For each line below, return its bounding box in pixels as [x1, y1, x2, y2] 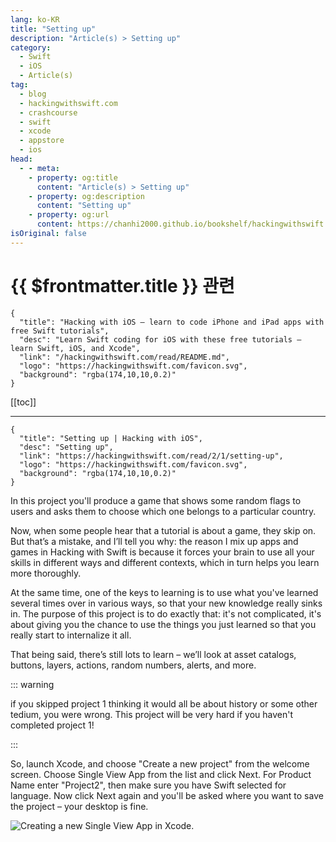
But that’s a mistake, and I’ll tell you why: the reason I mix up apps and [10, 535, 299, 547]
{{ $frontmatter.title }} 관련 [10, 274, 235, 297]
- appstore [19, 136, 65, 146]
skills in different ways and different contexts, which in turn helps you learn [10, 556, 320, 568]
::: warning [10, 678, 55, 690]
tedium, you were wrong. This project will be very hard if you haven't [10, 708, 294, 720]
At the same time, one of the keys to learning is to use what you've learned [10, 586, 319, 598]
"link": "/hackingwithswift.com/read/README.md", [19, 352, 230, 362]
